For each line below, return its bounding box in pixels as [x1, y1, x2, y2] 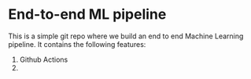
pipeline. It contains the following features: [8, 39, 146, 48]
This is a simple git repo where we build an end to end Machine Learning [8, 31, 244, 41]
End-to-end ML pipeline [8, 5, 167, 23]
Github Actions [19, 55, 68, 64]
